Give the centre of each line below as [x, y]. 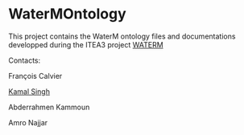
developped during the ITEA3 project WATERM [86, 44]
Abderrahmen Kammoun [49, 107]
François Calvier [35, 76]
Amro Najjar [28, 122]
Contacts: [25, 60]
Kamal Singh [29, 91]
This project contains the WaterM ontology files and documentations [122, 36]
